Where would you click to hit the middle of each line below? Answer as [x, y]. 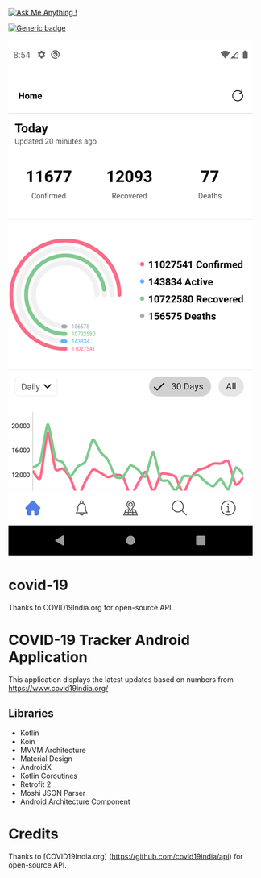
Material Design [46, 759]
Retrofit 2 [35, 784]
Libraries [31, 714]
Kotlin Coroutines [49, 776]
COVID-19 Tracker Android [99, 640]
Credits [33, 834]
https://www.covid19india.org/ [58, 688]
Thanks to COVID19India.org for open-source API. [91, 607]
